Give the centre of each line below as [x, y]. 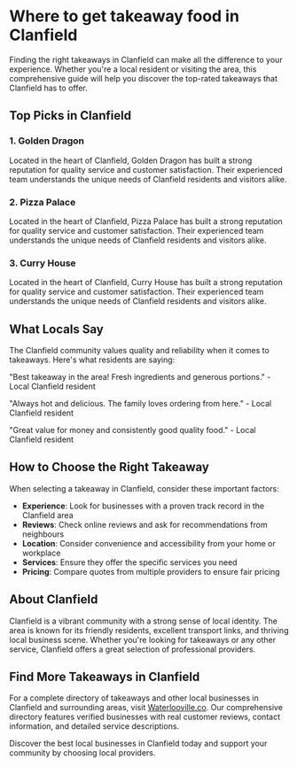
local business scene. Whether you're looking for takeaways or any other [143, 639]
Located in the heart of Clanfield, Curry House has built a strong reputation [146, 283]
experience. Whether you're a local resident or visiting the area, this [133, 69]
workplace [41, 553]
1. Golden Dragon [47, 141]
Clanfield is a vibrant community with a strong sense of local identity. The [143, 621]
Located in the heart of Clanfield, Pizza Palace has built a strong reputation [146, 221]
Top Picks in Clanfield [70, 116]
